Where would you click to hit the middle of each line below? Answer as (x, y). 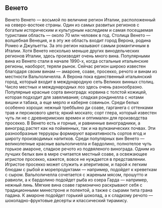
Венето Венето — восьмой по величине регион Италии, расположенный (80, 19)
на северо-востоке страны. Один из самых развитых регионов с (72, 25)
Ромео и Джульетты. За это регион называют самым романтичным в (77, 45)
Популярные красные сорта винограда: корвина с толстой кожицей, (76, 92)
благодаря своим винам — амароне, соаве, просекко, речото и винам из (81, 71)
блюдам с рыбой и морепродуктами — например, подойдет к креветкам (81, 169)
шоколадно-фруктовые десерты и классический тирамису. (66, 200)
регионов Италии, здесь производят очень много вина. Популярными (78, 56)
